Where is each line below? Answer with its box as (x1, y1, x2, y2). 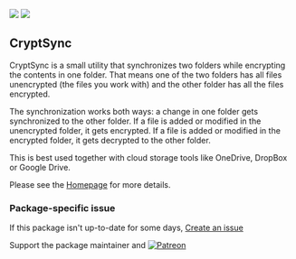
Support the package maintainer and (9, 240, 147, 251)
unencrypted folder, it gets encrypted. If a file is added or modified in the (9, 125, 281, 135)
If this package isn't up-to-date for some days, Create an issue (9, 222, 244, 234)
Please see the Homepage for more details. (9, 179, 171, 190)
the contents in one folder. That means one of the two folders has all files (9, 69, 282, 80)
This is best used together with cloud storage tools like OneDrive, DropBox (9, 152, 288, 162)
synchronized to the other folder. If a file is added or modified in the (9, 116, 262, 126)
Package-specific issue (9, 201, 116, 214)
